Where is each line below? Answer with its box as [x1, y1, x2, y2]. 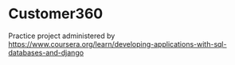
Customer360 [8, 5, 104, 23]
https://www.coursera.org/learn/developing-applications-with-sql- [8, 39, 227, 48]
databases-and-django [8, 48, 84, 57]
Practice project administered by [8, 31, 116, 40]
